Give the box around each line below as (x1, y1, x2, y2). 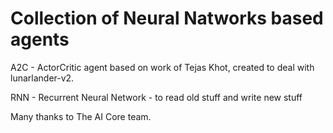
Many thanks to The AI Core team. (10, 110, 152, 122)
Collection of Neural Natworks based (10, 7, 324, 30)
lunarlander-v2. (10, 72, 75, 84)
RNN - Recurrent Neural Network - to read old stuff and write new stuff (10, 91, 303, 103)
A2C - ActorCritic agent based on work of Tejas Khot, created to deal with (10, 61, 315, 73)
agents (10, 28, 70, 51)
